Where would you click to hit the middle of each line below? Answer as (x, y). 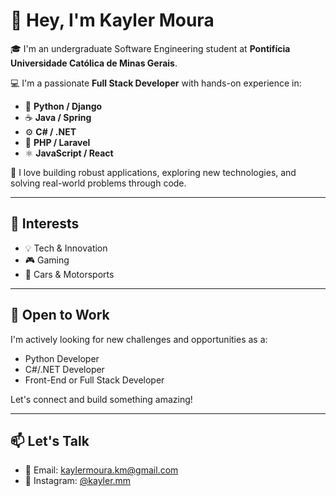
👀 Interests (45, 224)
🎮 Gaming (47, 260)
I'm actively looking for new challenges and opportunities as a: (139, 339)
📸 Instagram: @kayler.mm (78, 481)
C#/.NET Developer (64, 369)
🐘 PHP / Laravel (57, 142)
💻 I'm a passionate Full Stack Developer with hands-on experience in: (156, 83)
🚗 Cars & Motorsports (69, 274)
